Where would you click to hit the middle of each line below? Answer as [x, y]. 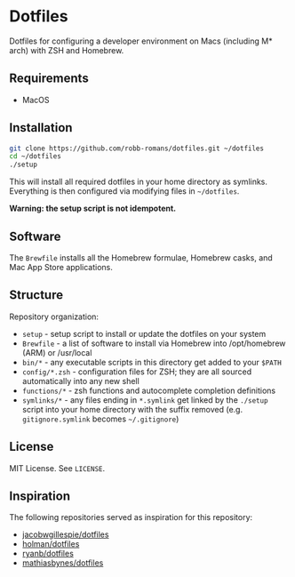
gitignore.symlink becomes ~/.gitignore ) [100, 419]
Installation [41, 128]
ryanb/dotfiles [48, 554]
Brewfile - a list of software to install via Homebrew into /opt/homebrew [154, 343]
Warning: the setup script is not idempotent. [93, 208]
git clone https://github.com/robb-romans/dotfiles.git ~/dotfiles [137, 148]
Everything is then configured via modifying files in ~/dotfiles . [124, 191]
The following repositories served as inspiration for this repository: [131, 517]
